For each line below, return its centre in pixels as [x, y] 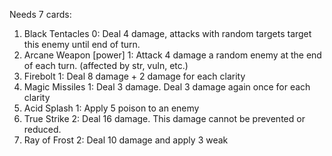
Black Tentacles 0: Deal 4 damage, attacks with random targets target [167, 33]
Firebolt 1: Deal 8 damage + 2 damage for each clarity [134, 76]
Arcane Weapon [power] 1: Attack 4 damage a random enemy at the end [172, 55]
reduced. [42, 129]
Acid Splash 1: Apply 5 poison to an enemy [111, 108]
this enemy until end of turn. [82, 44]
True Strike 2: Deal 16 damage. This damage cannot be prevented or [164, 118]
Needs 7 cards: [40, 14]
